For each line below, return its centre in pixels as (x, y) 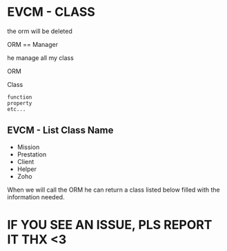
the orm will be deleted (40, 31)
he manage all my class (40, 58)
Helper (27, 169)
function (20, 97)
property (20, 103)
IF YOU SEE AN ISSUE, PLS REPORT (110, 224)
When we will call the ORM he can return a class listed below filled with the (114, 190)
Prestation (32, 154)
